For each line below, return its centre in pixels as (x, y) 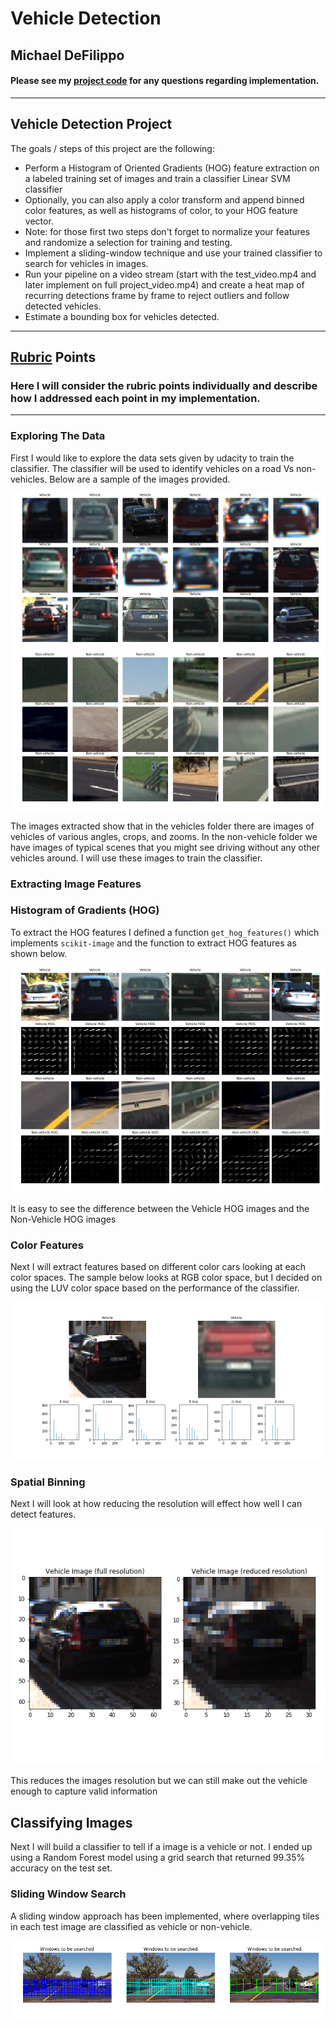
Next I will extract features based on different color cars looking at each (158, 1267)
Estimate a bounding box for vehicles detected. (122, 316)
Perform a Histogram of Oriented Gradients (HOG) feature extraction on (172, 168)
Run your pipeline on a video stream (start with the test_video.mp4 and (170, 274)
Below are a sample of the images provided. (140, 479)
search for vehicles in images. (86, 263)
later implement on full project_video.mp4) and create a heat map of (164, 284)
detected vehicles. (63, 306)
